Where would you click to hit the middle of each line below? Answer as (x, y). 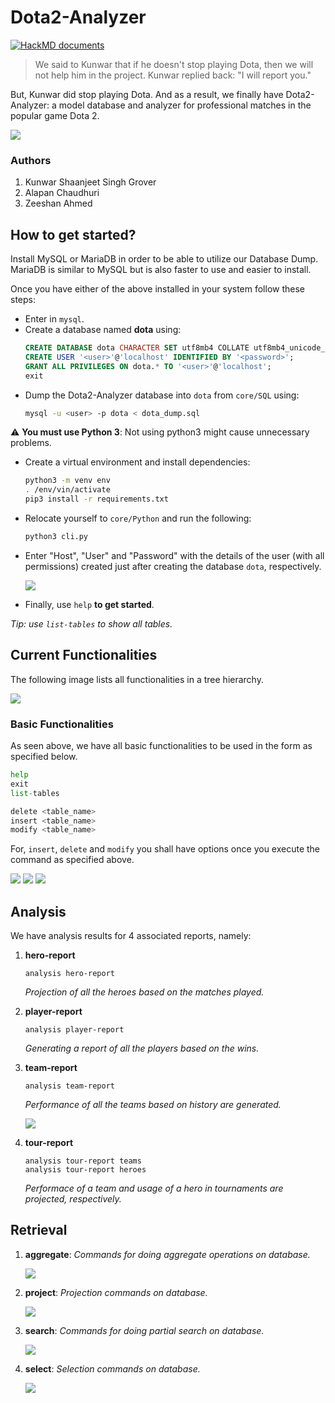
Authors (31, 160)
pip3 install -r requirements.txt (96, 499)
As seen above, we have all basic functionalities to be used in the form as (161, 746)
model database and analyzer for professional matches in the (185, 105)
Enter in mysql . (54, 319)
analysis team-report (69, 1086)
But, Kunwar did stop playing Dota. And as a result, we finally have (147, 94)
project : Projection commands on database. (116, 1292)
